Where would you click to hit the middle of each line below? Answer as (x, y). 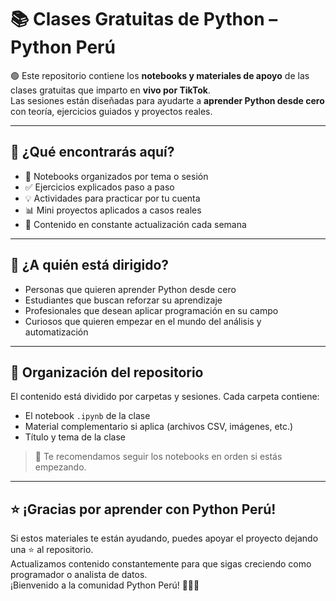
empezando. (60, 467)
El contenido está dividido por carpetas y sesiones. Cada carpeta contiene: (165, 397)
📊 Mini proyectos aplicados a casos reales (113, 210)
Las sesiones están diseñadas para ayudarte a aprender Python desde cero (167, 100)
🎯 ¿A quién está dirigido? (90, 265)
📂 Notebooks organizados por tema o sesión (116, 176)
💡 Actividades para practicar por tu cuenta (112, 198)
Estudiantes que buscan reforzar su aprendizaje (123, 300)
